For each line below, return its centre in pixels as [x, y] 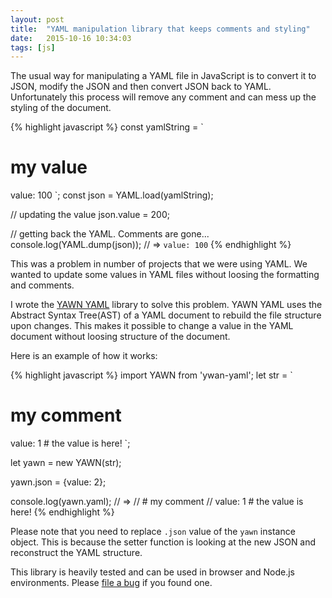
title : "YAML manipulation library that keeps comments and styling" [160, 29]
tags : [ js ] [33, 47]
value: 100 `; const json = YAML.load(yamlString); [112, 195]
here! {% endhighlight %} [62, 512]
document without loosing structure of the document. [120, 337]
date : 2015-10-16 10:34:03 [71, 38]
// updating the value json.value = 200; [90, 215]
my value [49, 167]
